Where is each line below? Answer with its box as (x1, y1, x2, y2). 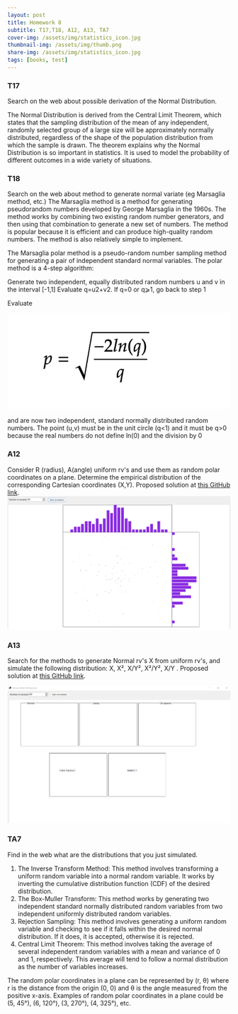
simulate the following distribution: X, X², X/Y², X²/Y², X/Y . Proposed (7, 664, 209, 673)
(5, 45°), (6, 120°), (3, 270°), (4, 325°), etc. (7, 998, 131, 1007)
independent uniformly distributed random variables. (17, 910, 171, 918)
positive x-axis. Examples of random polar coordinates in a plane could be (7, 991, 224, 1000)
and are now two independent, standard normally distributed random (7, 416, 209, 425)
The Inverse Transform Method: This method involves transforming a (17, 864, 219, 873)
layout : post (7, 11, 46, 18)
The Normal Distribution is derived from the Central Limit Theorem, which (7, 111, 222, 119)
